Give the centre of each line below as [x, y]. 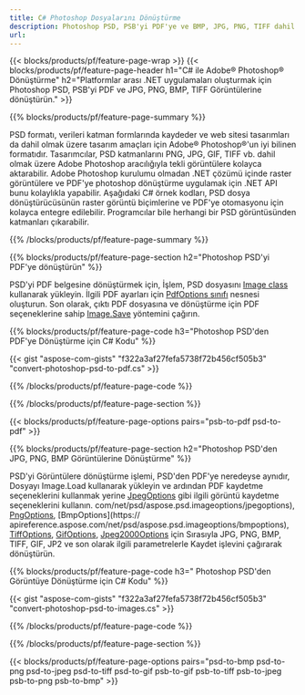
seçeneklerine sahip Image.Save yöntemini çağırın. [105, 314]
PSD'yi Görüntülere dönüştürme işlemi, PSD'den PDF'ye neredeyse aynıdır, [150, 476]
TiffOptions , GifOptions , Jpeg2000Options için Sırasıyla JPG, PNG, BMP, [146, 534]
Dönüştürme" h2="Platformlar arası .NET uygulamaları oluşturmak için [141, 80]
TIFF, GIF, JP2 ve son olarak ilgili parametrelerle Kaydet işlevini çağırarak [146, 545]
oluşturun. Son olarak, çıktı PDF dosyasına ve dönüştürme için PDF [134, 304]
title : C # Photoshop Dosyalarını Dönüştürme [95, 18]
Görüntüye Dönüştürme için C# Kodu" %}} [89, 581]
